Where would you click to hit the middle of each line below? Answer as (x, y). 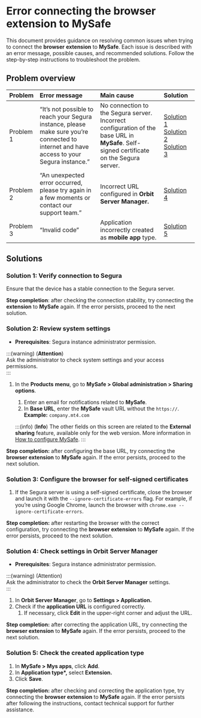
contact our (56, 205)
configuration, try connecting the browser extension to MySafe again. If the (100, 530)
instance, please (63, 124)
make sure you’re (64, 131)
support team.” (61, 212)
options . (25, 390)
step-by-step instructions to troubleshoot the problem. (73, 59)
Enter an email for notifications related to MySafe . (85, 402)
